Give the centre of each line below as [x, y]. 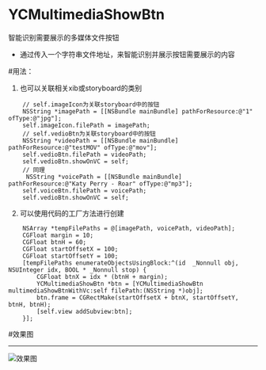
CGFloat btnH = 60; [55, 242]
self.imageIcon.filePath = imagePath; [86, 125]
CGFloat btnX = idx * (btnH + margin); [103, 277]
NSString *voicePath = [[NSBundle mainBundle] [104, 177]
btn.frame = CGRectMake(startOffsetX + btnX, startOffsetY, [138, 298]
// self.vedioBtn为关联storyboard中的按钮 [89, 134]
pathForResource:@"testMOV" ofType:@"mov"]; [83, 147]
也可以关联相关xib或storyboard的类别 [81, 88]
